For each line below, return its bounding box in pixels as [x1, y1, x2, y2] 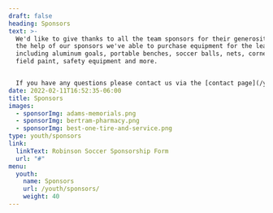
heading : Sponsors [8, 20, 71, 28]
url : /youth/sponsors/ [23, 185, 100, 193]
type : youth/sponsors [8, 132, 82, 141]
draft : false [8, 11, 53, 20]
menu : [8, 162, 27, 171]
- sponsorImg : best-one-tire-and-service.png [15, 124, 173, 133]
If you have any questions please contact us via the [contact [15, 79, 234, 87]
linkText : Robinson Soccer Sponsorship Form [15, 147, 169, 155]
